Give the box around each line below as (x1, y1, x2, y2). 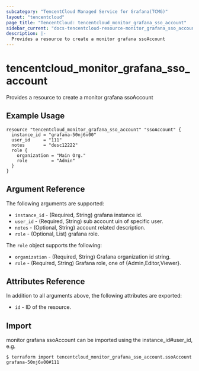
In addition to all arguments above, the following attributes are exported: (6, 292, 182, 299)
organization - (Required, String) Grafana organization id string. (14, 253, 171, 260)
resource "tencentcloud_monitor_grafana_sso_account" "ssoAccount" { (6, 127, 182, 133)
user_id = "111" (11, 137, 62, 143)
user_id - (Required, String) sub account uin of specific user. (14, 217, 163, 225)
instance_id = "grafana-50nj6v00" (11, 131, 97, 138)
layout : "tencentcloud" (6, 14, 65, 20)
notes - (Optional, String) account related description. (14, 224, 146, 231)
